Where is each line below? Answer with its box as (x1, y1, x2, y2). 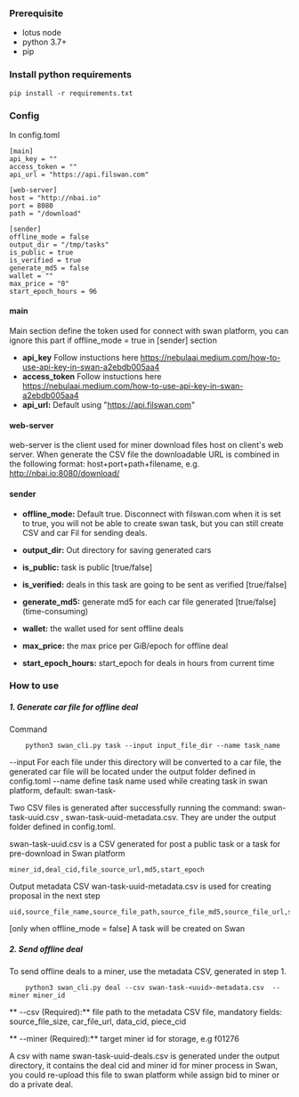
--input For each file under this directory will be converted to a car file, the (9, 757, 282, 768)
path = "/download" (9, 208, 82, 218)
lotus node (21, 28, 62, 38)
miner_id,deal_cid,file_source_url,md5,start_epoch (9, 865, 205, 874)
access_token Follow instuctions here (21, 371, 162, 382)
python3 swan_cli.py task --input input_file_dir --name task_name (25, 742, 280, 751)
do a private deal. (9, 1079, 74, 1090)
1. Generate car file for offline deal (9, 702, 139, 712)
